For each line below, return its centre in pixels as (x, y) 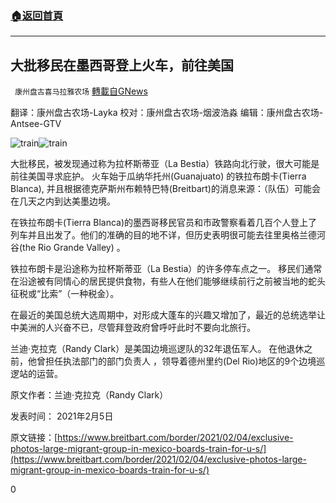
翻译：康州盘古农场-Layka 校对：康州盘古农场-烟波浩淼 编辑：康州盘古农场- (167, 113)
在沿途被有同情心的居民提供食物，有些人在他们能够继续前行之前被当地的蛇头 (168, 281)
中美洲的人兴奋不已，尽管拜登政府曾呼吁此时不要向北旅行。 (133, 328)
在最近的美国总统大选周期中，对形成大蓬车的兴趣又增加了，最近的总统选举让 (168, 315)
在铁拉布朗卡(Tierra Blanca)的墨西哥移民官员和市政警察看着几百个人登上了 (164, 223)
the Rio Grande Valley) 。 (74, 248)
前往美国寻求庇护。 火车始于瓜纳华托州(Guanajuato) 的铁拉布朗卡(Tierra (158, 176)
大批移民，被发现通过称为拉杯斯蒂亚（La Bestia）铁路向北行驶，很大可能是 (165, 164)
